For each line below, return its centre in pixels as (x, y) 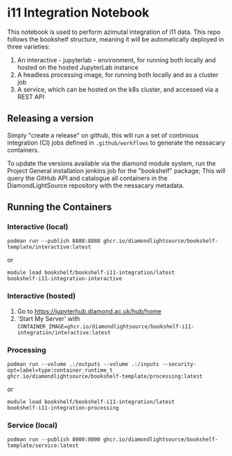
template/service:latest (43, 446)
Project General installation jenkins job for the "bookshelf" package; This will (116, 170)
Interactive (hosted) (42, 296)
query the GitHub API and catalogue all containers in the (87, 178)
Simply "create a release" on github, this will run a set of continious (103, 135)
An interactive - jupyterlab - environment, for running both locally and (116, 60)
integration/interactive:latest (64, 332)
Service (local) (32, 425)
